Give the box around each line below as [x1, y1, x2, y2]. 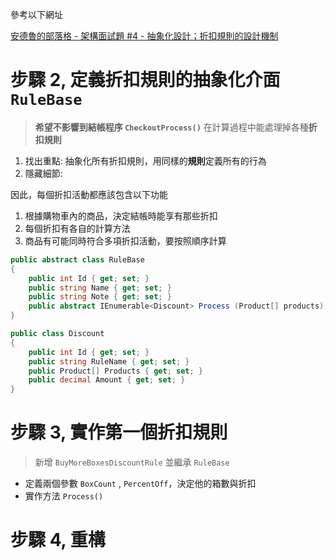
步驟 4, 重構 [10, 529, 106, 552]
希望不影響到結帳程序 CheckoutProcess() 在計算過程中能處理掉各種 [34, 121, 309, 133]
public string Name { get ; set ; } [28, 283, 172, 293]
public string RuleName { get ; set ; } [28, 356, 190, 367]
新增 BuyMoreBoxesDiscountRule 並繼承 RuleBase [34, 456, 230, 468]
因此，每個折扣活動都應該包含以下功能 [10, 188, 168, 200]
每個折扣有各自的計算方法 [24, 222, 131, 234]
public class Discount [10, 329, 105, 339]
